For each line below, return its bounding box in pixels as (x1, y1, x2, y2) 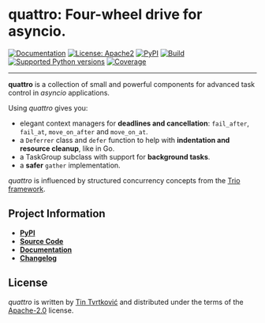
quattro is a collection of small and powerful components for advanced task (8, 79, 255, 88)
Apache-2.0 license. (8, 306, 74, 315)
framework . (8, 184, 46, 193)
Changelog (19, 253, 58, 262)
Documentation (19, 245, 73, 254)
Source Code (19, 236, 64, 246)
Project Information (8, 207, 106, 220)
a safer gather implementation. (19, 160, 121, 170)
